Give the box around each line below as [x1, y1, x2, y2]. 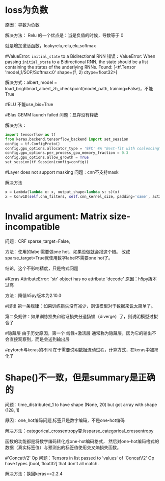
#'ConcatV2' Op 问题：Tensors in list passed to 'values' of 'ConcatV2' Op [5, 455, 155, 461]
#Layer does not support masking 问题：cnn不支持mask [5, 169, 119, 175]
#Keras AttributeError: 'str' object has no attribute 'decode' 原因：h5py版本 [5, 276, 157, 282]
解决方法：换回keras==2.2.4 [5, 471, 63, 477]
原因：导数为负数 [5, 22, 40, 28]
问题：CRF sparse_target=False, [5, 238, 70, 244]
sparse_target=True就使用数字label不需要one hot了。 [5, 255, 113, 260]
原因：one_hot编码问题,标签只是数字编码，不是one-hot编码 [5, 417, 125, 423]
